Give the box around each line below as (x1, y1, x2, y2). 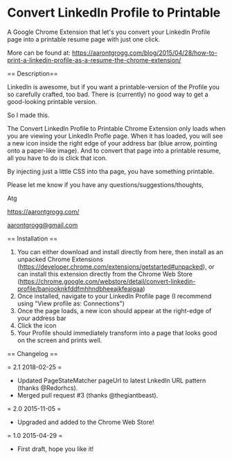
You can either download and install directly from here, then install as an (17, 247, 224, 256)
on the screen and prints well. (17, 336, 102, 344)
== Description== (7, 69, 58, 78)
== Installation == (7, 234, 58, 242)
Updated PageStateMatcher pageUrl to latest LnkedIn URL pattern (17, 376, 206, 384)
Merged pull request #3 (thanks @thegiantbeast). (17, 391, 159, 399)
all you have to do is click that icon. (7, 154, 107, 162)
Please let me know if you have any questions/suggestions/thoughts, (7, 180, 204, 188)
